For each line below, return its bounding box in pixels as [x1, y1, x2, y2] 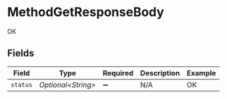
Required [102, 68, 134, 77]
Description [140, 68, 180, 77]
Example [186, 68, 217, 77]
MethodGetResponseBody [7, 4, 164, 20]
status [10, 81, 33, 89]
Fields [7, 47, 35, 59]
